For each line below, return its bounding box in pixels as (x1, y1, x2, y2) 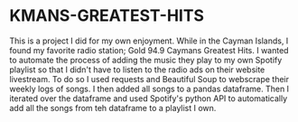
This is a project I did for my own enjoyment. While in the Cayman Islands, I (9, 35, 289, 46)
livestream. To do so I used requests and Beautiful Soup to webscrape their (9, 73, 290, 84)
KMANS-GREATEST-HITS (9, 5, 205, 26)
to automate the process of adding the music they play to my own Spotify (9, 54, 283, 65)
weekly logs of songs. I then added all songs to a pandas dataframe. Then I (9, 83, 290, 94)
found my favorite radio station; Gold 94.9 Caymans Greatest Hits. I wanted (9, 44, 289, 55)
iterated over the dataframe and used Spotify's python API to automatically (9, 92, 288, 104)
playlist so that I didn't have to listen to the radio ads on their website (9, 64, 265, 75)
